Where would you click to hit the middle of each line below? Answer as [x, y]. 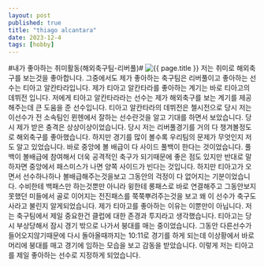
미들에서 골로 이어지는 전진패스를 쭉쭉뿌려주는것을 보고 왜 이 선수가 [132, 196]
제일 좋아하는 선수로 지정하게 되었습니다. [78, 255]
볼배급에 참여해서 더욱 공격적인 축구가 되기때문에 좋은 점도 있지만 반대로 [133, 157]
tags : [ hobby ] [32, 45]
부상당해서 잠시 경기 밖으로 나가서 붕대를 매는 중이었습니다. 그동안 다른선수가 [134, 226]
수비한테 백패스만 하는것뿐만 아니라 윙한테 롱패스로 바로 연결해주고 [121, 187]
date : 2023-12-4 [35, 37]
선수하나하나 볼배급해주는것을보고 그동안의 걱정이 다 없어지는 [117, 176]
